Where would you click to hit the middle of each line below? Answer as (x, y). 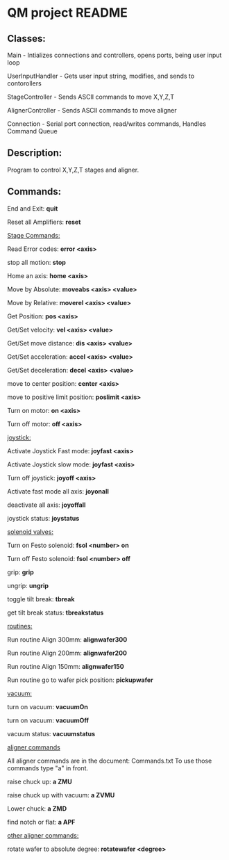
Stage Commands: (34, 235)
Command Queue (32, 131)
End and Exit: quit (33, 208)
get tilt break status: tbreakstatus (56, 612)
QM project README (68, 13)
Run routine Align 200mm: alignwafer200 (67, 653)
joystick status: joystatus (43, 518)
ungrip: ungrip (28, 585)
